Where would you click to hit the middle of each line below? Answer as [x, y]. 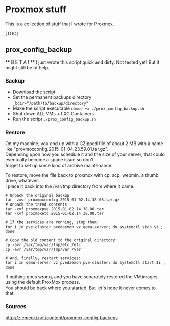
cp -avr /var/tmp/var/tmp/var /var [43, 250]
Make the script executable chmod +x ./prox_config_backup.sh [78, 108]
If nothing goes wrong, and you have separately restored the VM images [81, 277]
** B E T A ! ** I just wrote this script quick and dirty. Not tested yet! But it [82, 62]
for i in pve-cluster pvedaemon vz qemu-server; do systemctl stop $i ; [84, 227]
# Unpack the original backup [38, 196]
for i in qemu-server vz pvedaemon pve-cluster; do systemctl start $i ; [86, 263]
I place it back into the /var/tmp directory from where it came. [70, 186]
